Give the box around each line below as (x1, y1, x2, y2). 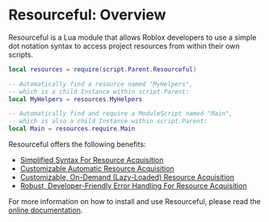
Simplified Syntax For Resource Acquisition (19, 156, 164, 165)
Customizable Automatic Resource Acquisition (19, 164, 175, 173)
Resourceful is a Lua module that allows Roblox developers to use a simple (8, 32, 257, 42)
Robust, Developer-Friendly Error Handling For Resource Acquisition (19, 181, 248, 191)
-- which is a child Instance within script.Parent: (8, 88, 190, 96)
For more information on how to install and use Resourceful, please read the (8, 197, 261, 207)
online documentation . (8, 205, 83, 216)
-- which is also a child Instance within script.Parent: (8, 117, 208, 126)
